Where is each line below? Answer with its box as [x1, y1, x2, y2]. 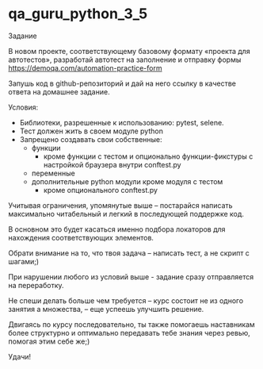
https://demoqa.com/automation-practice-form [8, 63, 162, 72]
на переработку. [8, 280, 65, 290]
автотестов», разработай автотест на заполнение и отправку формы [8, 55, 242, 64]
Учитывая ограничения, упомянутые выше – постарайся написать [8, 200, 233, 210]
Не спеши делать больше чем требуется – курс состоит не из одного [8, 295, 244, 306]
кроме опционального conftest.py [43, 185, 158, 194]
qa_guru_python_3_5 [8, 5, 148, 23]
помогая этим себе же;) [8, 336, 90, 346]
